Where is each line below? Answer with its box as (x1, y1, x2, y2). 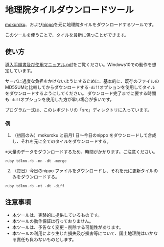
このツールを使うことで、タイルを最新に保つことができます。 (5, 32, 129, 38)
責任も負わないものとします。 (16, 236, 77, 242)
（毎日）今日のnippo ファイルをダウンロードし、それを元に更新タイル (12, 168, 154, 174)
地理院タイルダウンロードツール (5, 4, 134, 16)
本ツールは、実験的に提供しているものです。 (12, 212, 102, 218)
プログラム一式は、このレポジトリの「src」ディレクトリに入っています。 (5, 107, 152, 112)
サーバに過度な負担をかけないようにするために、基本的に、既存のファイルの (5, 78, 159, 84)
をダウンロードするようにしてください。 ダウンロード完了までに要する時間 (5, 90, 157, 96)
